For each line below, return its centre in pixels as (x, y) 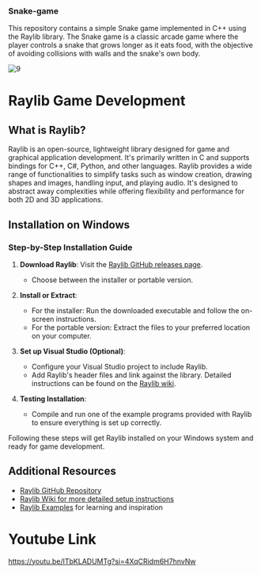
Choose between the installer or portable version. (112, 280)
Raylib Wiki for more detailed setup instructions (96, 499)
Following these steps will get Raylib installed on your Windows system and (131, 438)
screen (43, 319)
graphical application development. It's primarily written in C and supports (129, 158)
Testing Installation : (53, 399)
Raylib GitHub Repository (61, 490)
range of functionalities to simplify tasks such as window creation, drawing (130, 174)
